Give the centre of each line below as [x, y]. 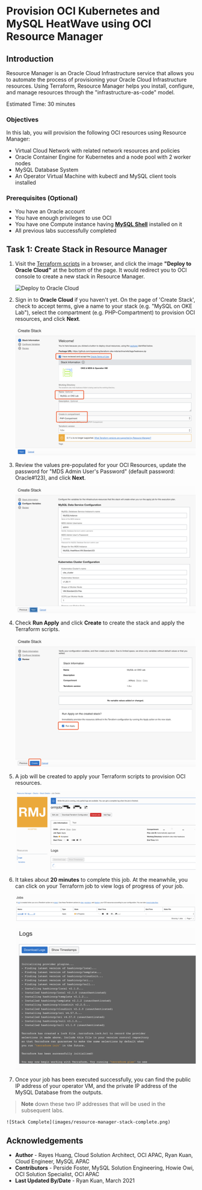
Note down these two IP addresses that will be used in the [93, 1104]
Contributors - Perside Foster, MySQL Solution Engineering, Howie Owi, [104, 1168]
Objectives [23, 120]
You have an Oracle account [50, 211]
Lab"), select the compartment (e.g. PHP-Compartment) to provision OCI [105, 313]
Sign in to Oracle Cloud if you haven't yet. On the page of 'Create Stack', [105, 300]
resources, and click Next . [47, 319]
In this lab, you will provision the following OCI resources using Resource [96, 133]
